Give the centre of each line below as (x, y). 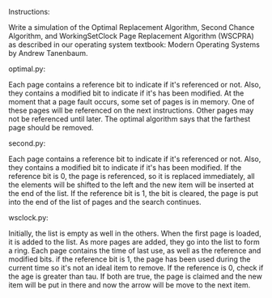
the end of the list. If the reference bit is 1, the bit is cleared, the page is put (134, 193)
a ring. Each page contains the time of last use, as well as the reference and (135, 251)
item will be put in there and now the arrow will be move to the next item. (130, 285)
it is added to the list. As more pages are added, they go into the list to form (134, 242)
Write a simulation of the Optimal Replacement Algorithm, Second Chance (132, 27)
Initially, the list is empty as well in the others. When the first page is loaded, (135, 233)
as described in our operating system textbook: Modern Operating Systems (134, 45)
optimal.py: (27, 69)
